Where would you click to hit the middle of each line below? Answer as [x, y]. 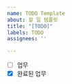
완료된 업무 [32, 74]
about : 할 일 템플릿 [33, 20]
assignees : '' [27, 39]
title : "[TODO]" [30, 26]
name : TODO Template [36, 13]
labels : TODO [25, 32]
